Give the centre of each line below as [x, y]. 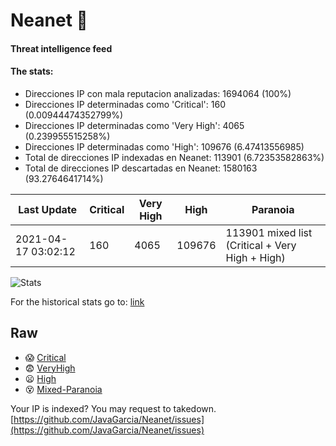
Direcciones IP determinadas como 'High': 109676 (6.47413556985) [164, 146]
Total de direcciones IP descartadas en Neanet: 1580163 [141, 168]
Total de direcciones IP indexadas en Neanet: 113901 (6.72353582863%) [174, 157]
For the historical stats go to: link [77, 301]
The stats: [32, 71]
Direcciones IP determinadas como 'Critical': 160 [125, 104]
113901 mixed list [269, 232]
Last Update [48, 209]
